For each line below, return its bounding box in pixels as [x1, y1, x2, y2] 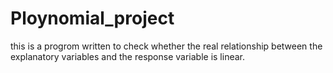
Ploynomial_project [10, 7, 175, 30]
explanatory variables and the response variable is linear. [10, 50, 246, 62]
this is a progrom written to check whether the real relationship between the [10, 40, 323, 52]
